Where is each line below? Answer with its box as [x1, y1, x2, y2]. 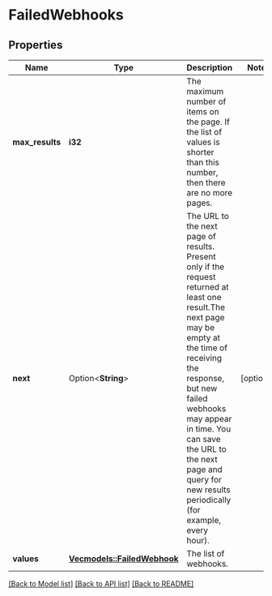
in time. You [186, 423, 232, 435]
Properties [8, 38, 63, 52]
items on [186, 106, 220, 117]
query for [186, 474, 223, 485]
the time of [186, 342, 228, 354]
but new [186, 383, 218, 394]
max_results [12, 136, 62, 148]
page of [186, 231, 216, 242]
